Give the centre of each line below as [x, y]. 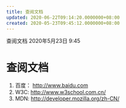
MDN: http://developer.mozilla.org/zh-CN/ [67, 99]
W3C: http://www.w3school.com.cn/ [60, 92]
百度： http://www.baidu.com [52, 86]
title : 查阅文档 [25, 12]
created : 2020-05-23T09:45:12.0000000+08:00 [63, 23]
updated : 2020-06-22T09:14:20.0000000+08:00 [63, 17]
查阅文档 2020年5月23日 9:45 [43, 41]
